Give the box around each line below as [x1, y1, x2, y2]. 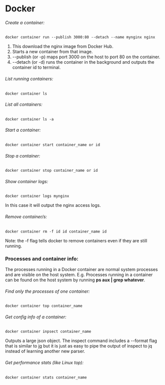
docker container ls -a [5, 116, 54, 121]
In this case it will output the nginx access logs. [5, 202, 101, 208]
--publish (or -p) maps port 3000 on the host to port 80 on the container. [12, 54, 161, 60]
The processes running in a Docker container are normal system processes [5, 266, 158, 272]
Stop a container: [5, 153, 40, 158]
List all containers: [5, 102, 43, 108]
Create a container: [5, 19, 45, 25]
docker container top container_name [5, 304, 83, 308]
